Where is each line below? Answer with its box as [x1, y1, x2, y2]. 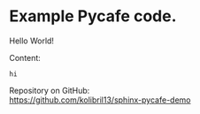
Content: [9, 52, 42, 63]
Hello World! [9, 35, 55, 46]
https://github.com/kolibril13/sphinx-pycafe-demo [9, 95, 191, 105]
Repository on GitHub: [9, 85, 90, 95]
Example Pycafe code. [9, 6, 177, 27]
